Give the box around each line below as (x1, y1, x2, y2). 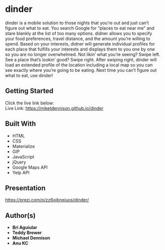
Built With (5, 120, 36, 128)
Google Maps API (12, 164, 48, 170)
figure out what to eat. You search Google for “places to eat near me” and (5, 25, 155, 31)
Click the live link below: (5, 100, 54, 106)
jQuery (12, 159, 26, 165)
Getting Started (5, 87, 54, 95)
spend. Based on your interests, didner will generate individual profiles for (5, 41, 155, 47)
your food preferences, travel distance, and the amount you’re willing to (5, 36, 150, 42)
